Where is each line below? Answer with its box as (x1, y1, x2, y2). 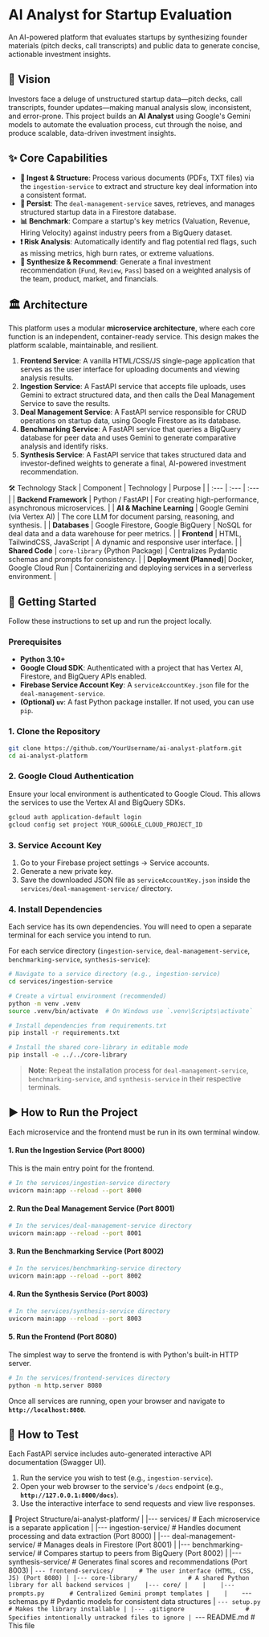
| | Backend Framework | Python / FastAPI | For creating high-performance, (8, 494, 259, 504)
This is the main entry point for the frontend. (8, 1163, 155, 1173)
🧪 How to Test (8, 1428, 79, 1442)
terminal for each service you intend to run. (8, 930, 152, 940)
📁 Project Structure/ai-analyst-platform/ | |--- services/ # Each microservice (8, 1514, 261, 1524)
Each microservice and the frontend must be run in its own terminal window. (8, 1127, 260, 1137)
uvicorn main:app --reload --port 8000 (8, 1186, 142, 1195)
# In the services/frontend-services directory (8, 1373, 171, 1382)
